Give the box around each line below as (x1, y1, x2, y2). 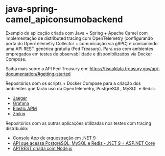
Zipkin (12, 110, 25, 116)
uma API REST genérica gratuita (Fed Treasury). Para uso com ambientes (5, 46, 154, 52)
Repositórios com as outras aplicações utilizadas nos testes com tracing (5, 120, 151, 126)
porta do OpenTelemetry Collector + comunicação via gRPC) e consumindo (5, 40, 158, 46)
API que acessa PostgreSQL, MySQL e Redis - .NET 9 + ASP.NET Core (12, 140, 155, 146)
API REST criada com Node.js (12, 145, 72, 151)
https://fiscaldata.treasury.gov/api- (89, 65, 160, 72)
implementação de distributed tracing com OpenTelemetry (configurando (5, 35, 153, 41)
